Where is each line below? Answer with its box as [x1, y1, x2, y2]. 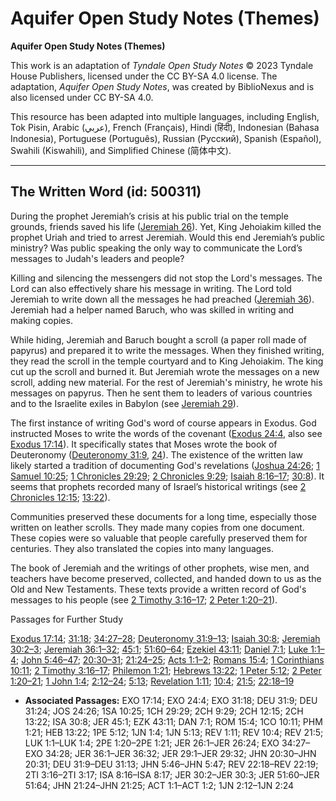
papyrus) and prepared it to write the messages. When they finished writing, [10, 344, 325, 356]
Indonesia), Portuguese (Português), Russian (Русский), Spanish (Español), [10, 132, 322, 144]
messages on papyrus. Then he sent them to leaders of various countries [10, 387, 313, 399]
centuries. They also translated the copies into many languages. [10, 542, 274, 554]
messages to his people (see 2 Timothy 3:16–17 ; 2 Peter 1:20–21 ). [10, 593, 278, 606]
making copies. [10, 314, 73, 326]
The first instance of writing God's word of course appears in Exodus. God [10, 417, 317, 429]
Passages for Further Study [10, 613, 124, 625]
